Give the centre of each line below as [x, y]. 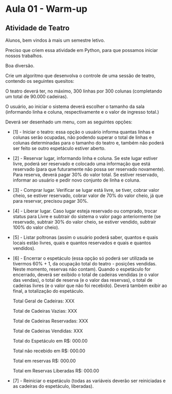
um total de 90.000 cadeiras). [37, 96]
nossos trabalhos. [24, 56]
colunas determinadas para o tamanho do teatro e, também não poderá [88, 143]
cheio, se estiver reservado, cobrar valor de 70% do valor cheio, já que [88, 195]
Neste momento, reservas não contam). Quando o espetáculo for [82, 269]
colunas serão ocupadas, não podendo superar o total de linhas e [82, 137]
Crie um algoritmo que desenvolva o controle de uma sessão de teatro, [80, 76]
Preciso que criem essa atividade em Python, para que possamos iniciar [82, 50]
